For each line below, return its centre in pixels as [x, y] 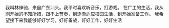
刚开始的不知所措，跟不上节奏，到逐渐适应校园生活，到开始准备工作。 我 [82, 14]
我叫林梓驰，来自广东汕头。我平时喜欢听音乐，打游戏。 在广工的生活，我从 [84, 7]
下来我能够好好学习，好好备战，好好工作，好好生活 [68, 20]
